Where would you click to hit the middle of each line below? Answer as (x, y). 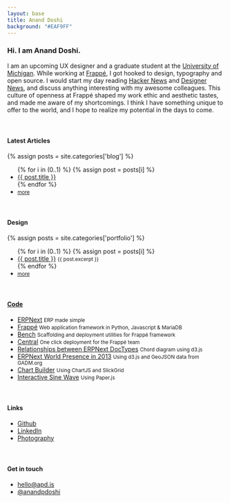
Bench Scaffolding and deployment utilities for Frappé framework (96, 334)
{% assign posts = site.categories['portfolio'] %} (76, 238)
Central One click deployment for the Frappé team (78, 341)
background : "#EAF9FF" (40, 26)
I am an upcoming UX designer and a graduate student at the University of (113, 66)
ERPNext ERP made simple (51, 320)
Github (27, 423)
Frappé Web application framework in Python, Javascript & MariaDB (99, 327)
